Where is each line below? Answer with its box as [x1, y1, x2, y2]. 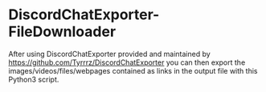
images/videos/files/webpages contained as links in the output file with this [8, 66, 258, 75]
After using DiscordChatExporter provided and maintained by [8, 49, 211, 58]
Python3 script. [8, 74, 59, 84]
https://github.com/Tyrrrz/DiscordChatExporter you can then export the [8, 58, 246, 67]
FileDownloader [8, 22, 117, 41]
